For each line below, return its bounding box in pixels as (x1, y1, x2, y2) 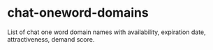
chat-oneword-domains (7, 5, 149, 21)
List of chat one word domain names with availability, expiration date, (7, 28, 206, 36)
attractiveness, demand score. (7, 35, 95, 43)
